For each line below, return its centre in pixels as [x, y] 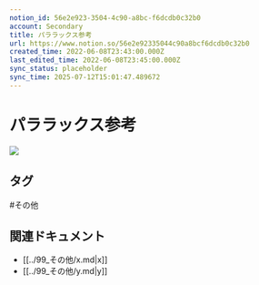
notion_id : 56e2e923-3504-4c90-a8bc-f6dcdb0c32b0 [105, 18]
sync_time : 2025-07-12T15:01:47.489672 [85, 77]
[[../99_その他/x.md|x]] [65, 260]
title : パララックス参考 [51, 35]
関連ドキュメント [57, 236]
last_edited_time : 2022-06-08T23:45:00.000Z [95, 60]
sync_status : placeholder [58, 69]
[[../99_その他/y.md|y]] [65, 271]
